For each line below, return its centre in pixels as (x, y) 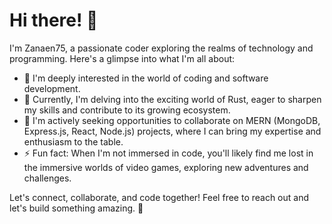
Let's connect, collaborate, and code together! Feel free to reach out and (159, 197)
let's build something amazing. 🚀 (76, 208)
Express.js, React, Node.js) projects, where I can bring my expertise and (172, 131)
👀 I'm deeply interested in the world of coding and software (146, 78)
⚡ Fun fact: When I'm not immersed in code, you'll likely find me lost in (168, 153)
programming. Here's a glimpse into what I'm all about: (122, 58)
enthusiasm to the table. (73, 141)
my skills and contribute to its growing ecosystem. (127, 110)
